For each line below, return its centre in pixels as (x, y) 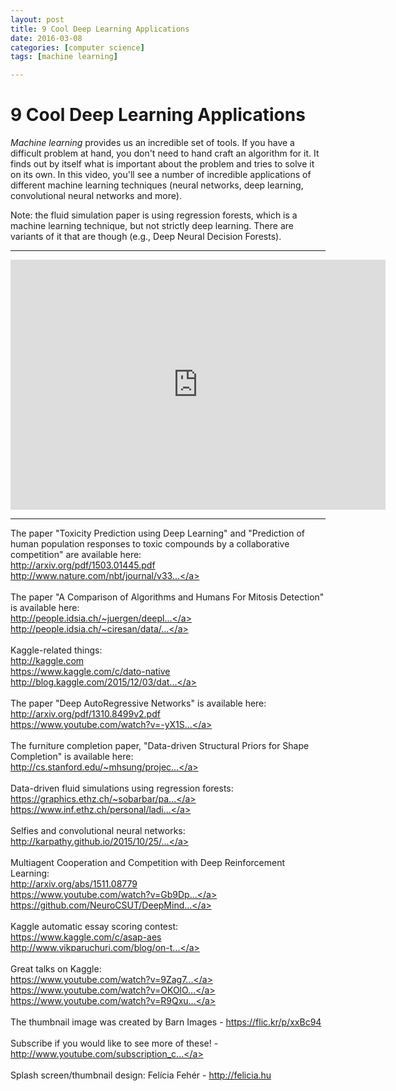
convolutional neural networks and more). (96, 196)
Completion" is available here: (72, 757)
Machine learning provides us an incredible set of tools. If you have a (152, 143)
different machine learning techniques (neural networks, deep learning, (157, 185)
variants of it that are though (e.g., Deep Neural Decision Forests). (146, 237)
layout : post (37, 19)
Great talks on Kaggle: (56, 969)
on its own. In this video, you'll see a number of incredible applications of (161, 175)
